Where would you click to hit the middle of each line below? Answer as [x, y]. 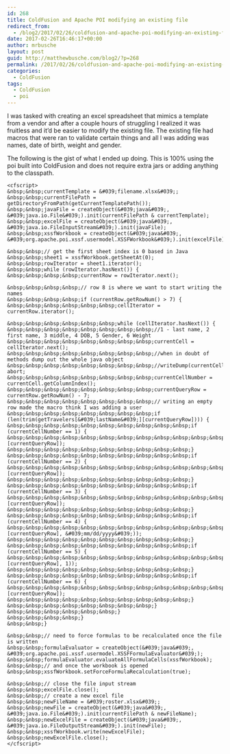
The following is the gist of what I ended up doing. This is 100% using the [111, 158]
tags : [15, 84]
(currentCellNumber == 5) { [47, 552]
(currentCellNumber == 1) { [47, 432]
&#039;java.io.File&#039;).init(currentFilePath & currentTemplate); [108, 215]
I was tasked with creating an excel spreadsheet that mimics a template [108, 116]
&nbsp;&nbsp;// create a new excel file [66, 696]
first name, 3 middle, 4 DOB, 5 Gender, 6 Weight [79, 335]
